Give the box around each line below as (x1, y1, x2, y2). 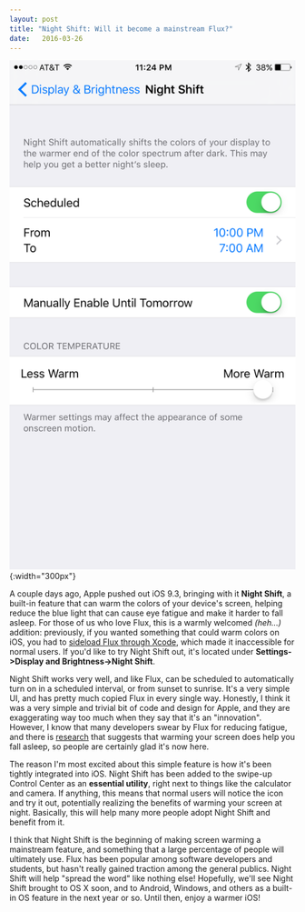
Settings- (255, 646, 292, 657)
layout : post (9, 15, 59, 24)
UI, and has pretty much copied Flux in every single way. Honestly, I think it (9, 693, 290, 704)
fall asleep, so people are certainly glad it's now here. (9, 741, 210, 752)
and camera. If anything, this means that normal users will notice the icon (9, 787, 284, 799)
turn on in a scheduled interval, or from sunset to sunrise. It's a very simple (9, 683, 290, 695)
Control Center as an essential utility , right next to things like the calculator (9, 778, 292, 789)
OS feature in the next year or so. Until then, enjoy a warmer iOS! (17, 892, 261, 904)
